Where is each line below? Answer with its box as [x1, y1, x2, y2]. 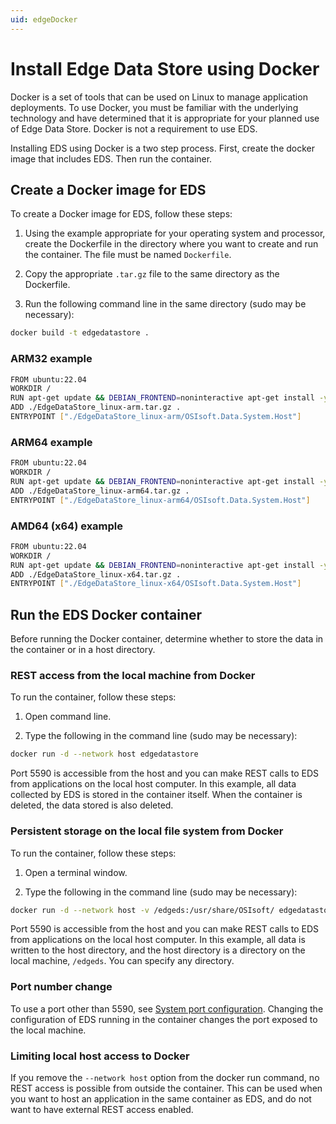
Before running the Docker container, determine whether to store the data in [10, 633, 324, 645]
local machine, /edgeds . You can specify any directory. [10, 955, 235, 967]
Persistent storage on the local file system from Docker [10, 824, 284, 838]
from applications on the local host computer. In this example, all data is [10, 934, 306, 946]
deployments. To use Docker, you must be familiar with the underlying [10, 101, 299, 113]
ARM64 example [10, 435, 93, 449]
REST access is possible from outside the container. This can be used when [10, 1082, 323, 1095]
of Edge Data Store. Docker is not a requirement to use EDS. [10, 122, 258, 135]
